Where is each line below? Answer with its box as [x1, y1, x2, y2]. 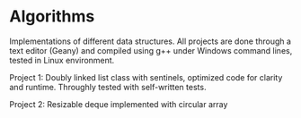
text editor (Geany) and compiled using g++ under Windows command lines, [9, 45, 293, 55]
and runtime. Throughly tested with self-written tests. [9, 81, 207, 92]
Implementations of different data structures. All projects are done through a [9, 36, 292, 46]
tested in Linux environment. [9, 55, 115, 65]
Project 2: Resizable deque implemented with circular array [9, 98, 228, 109]
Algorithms [9, 6, 95, 27]
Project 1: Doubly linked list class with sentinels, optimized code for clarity [9, 72, 283, 82]
